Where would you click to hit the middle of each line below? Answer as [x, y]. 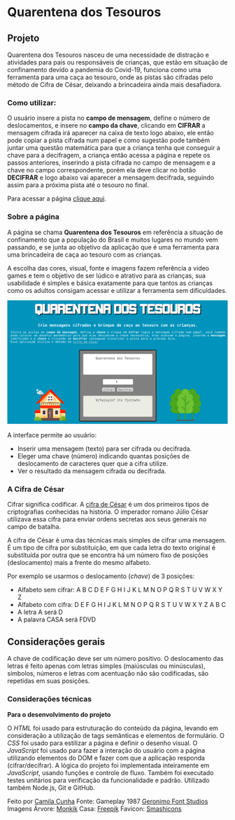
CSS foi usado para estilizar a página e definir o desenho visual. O [102, 743]
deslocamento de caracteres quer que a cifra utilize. [93, 464]
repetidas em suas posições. [49, 681]
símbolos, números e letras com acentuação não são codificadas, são [108, 674]
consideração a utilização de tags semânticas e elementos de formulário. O [116, 735]
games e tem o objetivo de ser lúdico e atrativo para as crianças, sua [107, 275]
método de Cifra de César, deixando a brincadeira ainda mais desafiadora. [115, 84]
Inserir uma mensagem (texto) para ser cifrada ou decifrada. [105, 449]
